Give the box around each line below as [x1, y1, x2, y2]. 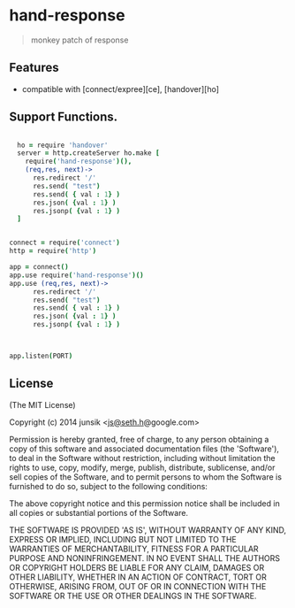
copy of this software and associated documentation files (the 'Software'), [9, 443, 280, 454]
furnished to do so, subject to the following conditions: [9, 481, 208, 491]
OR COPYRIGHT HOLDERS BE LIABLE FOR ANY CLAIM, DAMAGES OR [9, 562, 265, 573]
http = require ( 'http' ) [9, 247, 97, 256]
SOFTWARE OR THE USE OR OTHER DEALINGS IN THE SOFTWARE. [9, 590, 257, 601]
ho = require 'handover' [17, 141, 109, 150]
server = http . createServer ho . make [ [17, 149, 161, 158]
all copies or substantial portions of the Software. [9, 507, 188, 518]
